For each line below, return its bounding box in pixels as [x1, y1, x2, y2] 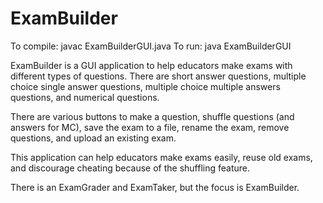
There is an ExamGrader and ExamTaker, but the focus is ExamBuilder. [10, 181, 300, 193]
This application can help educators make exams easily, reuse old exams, [10, 151, 313, 163]
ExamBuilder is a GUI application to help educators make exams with [10, 59, 293, 71]
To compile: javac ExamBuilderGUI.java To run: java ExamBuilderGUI [10, 40, 292, 52]
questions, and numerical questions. [10, 91, 160, 103]
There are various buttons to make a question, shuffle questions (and [10, 110, 295, 122]
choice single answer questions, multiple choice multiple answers [10, 80, 281, 92]
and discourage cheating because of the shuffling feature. [10, 162, 251, 174]
